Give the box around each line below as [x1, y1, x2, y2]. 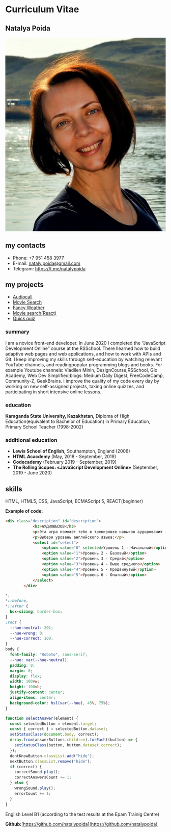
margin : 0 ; [10, 668, 33, 673]
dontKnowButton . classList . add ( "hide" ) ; [10, 753, 95, 759]
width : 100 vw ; [10, 679, 40, 684]
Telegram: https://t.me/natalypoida [12, 265, 85, 271]
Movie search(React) [12, 310, 57, 316]
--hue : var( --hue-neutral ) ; [10, 657, 70, 663]
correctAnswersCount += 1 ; [14, 775, 72, 780]
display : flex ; [10, 673, 42, 679]
